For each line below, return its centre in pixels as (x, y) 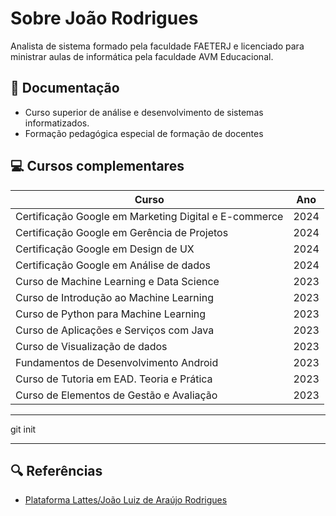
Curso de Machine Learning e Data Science (117, 281)
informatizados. (57, 123)
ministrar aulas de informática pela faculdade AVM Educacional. (142, 56)
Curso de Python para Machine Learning (111, 314)
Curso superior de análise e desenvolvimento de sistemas (144, 112)
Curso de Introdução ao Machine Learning (114, 297)
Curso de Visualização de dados (91, 346)
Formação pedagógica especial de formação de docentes (144, 133)
